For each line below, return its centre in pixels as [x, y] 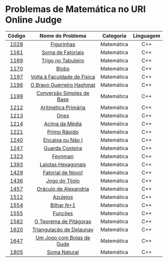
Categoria [114, 36]
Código [16, 36]
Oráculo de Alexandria [63, 189]
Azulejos [63, 197]
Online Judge [33, 20]
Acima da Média [63, 124]
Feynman [63, 156]
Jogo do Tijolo [63, 180]
